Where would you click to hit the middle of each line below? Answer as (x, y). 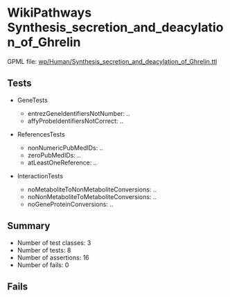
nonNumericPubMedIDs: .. (65, 148)
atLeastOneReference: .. (62, 162)
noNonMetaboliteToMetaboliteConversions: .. (92, 196)
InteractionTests (40, 176)
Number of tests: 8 (44, 250)
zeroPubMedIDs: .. (54, 155)
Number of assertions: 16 (53, 257)
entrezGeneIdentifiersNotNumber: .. (79, 113)
